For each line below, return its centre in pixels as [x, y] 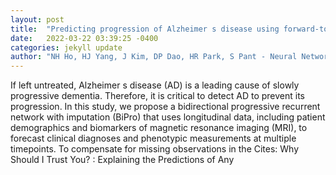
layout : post [37, 19]
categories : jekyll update [66, 47]
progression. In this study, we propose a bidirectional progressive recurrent [165, 107]
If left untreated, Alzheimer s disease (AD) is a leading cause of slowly [155, 85]
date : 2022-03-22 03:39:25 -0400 [84, 38]
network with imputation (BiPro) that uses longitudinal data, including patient [168, 117]
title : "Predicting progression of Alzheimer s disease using [145, 29]
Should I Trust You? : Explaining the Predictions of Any [122, 160]
